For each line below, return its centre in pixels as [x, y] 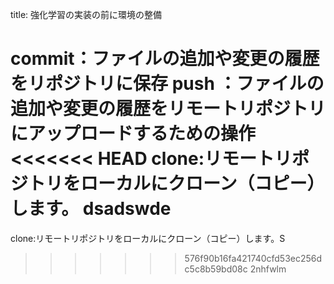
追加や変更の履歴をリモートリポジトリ [168, 109]
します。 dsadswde [91, 209]
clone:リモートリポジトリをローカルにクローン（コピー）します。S [148, 238]
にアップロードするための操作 [133, 134]
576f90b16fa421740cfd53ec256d [253, 258]
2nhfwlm [268, 269]
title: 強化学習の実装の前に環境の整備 [86, 14]
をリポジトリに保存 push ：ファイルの [167, 84]
